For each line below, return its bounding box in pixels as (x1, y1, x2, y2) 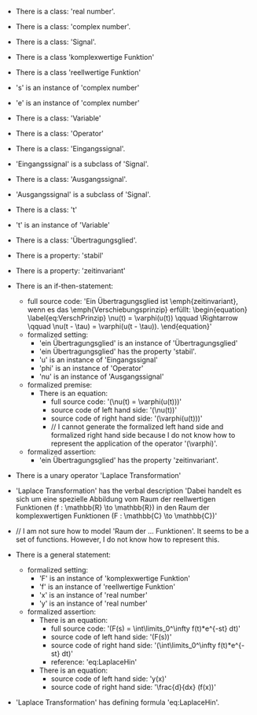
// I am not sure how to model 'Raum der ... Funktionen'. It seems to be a (15, 527, 249, 535)
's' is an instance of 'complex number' (15, 83, 140, 92)
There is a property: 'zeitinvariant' (15, 266, 126, 275)
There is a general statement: (15, 550, 112, 559)
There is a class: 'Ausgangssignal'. (15, 175, 128, 183)
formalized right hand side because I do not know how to (50, 431, 236, 439)
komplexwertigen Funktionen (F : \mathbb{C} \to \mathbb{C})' (15, 511, 218, 521)
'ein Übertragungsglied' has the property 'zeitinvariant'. (39, 456, 218, 465)
